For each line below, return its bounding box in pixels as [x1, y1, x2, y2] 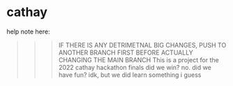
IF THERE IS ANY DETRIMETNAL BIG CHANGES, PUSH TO [58, 41, 227, 49]
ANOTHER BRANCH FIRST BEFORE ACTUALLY [58, 48, 193, 57]
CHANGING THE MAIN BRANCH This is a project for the [58, 55, 219, 64]
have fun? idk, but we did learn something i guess [58, 71, 202, 79]
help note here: [6, 27, 50, 36]
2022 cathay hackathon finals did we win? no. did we [58, 63, 212, 71]
